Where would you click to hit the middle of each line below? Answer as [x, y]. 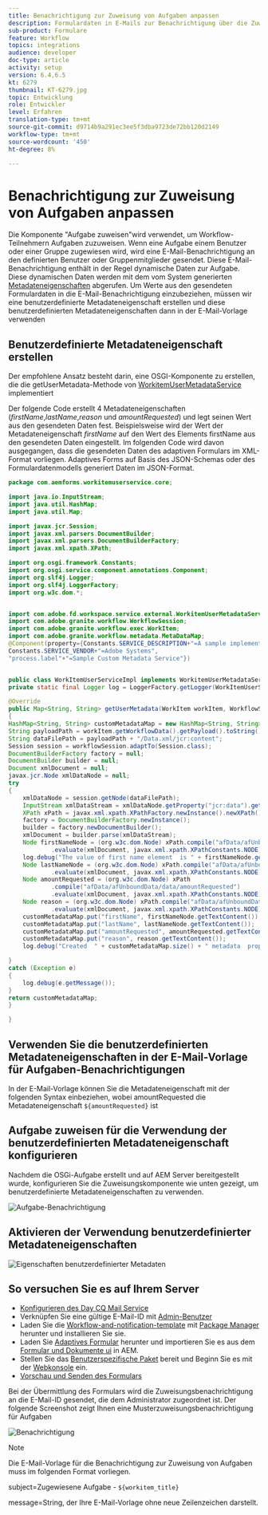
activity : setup [35, 68]
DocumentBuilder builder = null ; [64, 761]
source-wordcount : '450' [49, 142]
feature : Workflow [39, 38]
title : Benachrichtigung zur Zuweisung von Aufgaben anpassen [114, 16]
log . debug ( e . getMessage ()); [69, 983]
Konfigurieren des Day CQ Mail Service [84, 1308]
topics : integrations [44, 45]
